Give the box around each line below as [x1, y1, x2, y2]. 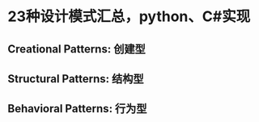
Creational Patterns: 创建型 [7, 42, 146, 56]
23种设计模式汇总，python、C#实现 [7, 7, 251, 26]
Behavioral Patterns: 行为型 [7, 102, 147, 116]
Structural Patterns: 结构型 [7, 72, 144, 86]
